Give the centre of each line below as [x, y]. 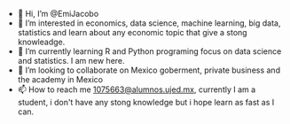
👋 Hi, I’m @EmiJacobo [58, 14]
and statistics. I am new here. [71, 61]
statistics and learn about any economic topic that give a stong [132, 32]
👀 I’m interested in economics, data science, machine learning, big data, [149, 23]
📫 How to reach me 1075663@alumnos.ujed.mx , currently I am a [137, 89]
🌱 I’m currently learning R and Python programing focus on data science [149, 51]
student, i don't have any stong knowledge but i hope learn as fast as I [146, 102]
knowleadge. [41, 42]
